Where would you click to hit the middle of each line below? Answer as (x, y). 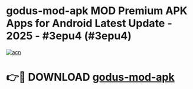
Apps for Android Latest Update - (89, 23)
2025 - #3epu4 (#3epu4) (69, 36)
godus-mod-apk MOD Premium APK (97, 11)
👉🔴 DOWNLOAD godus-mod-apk (91, 77)
